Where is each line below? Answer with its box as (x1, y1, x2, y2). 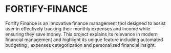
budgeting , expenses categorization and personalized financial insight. (5, 42, 156, 48)
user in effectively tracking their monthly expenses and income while (5, 25, 151, 31)
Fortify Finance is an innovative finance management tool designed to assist (5, 20, 166, 26)
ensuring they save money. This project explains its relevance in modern (5, 31, 158, 37)
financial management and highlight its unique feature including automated (5, 37, 163, 43)
